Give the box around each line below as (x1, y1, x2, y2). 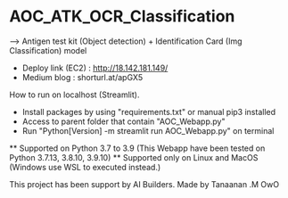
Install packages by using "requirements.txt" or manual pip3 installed (21, 106, 276, 117)
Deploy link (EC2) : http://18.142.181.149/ (21, 62, 169, 73)
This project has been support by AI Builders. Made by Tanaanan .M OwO (9, 178, 279, 189)
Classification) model (9, 45, 87, 55)
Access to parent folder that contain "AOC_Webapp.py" (21, 116, 226, 127)
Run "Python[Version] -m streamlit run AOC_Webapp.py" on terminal (21, 125, 275, 136)
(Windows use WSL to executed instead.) (9, 161, 161, 172)
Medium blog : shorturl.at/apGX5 (21, 71, 144, 82)
